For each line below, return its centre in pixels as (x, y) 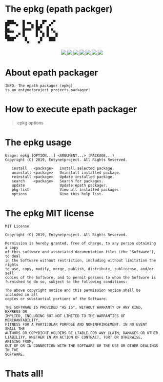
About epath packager (52, 73)
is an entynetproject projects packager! (48, 90)
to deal (13, 256)
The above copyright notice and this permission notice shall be (73, 290)
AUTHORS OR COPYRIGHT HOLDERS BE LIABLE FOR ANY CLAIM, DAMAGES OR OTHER (82, 333)
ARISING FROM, (20, 342)
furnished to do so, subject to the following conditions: (66, 281)
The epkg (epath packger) (59, 9)
